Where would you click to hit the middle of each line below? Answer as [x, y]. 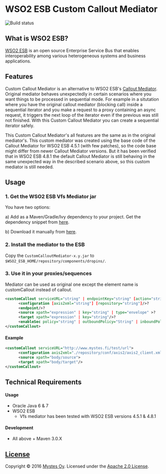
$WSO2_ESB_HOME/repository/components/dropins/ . [56, 261]
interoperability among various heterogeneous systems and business [75, 56]
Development [19, 427]
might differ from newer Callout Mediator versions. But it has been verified [81, 151]
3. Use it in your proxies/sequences [49, 273]
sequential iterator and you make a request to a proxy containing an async [81, 110]
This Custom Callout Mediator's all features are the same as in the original [80, 135]
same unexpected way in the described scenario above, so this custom [78, 161]
